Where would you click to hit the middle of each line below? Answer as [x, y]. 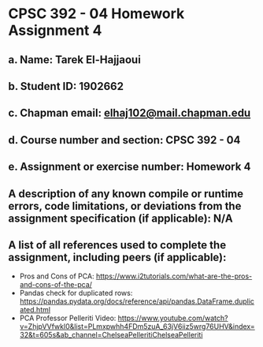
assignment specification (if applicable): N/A [121, 218]
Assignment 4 [55, 30]
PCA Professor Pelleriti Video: [68, 318]
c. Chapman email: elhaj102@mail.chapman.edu [130, 113]
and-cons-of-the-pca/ [56, 285]
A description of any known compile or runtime [126, 194]
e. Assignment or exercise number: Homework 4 [130, 167]
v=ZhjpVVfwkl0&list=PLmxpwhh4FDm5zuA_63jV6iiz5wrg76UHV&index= [137, 326]
